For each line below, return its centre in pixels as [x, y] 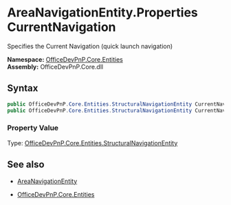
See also [26, 165]
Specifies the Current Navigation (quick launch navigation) [90, 46]
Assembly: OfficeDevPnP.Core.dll [55, 67]
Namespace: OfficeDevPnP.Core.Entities [65, 59]
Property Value [33, 128]
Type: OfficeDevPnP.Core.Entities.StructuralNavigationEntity [92, 143]
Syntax [23, 88]
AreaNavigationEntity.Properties [102, 13]
